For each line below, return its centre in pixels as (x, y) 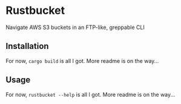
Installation (27, 46)
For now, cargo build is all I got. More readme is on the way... (82, 60)
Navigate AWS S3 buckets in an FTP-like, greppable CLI (75, 27)
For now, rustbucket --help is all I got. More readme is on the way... (90, 94)
